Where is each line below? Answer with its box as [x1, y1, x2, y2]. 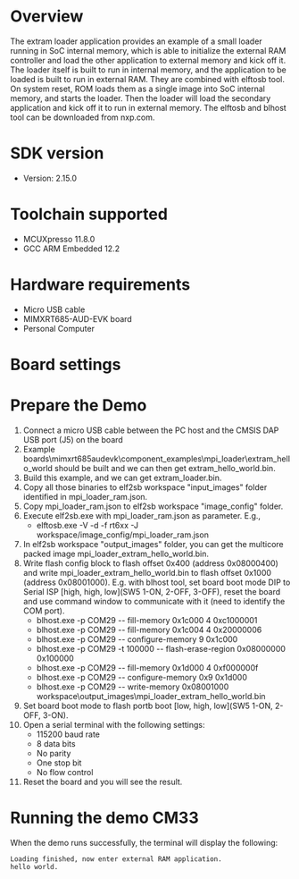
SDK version [10, 143, 104, 164]
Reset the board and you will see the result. [22, 776, 183, 787]
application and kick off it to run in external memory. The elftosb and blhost [10, 102, 287, 113]
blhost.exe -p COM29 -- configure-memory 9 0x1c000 [36, 633, 238, 645]
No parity [36, 748, 71, 758]
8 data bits [36, 738, 76, 748]
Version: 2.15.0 [22, 173, 78, 183]
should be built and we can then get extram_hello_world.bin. [54, 462, 276, 473]
